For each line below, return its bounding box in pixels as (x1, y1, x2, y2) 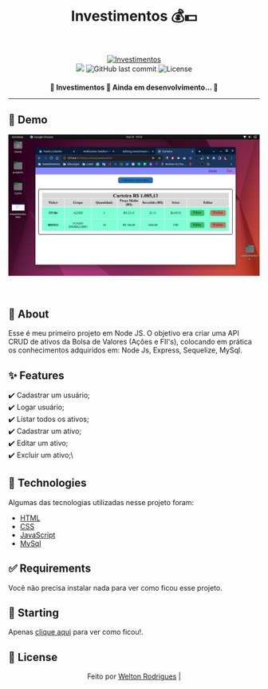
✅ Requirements (8, 562, 92, 575)
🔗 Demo (8, 113, 48, 126)
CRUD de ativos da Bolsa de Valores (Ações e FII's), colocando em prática (8, 337, 253, 347)
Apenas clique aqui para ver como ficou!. (8, 627, 144, 637)
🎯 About (8, 307, 49, 321)
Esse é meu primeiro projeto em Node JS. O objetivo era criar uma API (8, 329, 239, 338)
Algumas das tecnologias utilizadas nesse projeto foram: (8, 497, 194, 507)
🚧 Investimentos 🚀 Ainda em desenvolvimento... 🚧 (49, 82, 219, 92)
